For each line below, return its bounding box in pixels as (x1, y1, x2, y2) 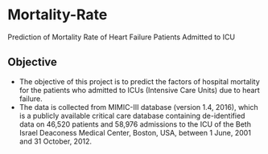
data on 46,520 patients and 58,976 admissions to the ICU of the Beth (19, 119, 251, 129)
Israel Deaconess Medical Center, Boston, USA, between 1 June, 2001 (19, 128, 251, 137)
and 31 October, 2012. (19, 136, 92, 146)
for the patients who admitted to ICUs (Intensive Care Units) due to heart (19, 85, 261, 95)
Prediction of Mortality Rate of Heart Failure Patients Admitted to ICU (7, 32, 235, 42)
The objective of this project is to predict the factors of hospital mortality (19, 76, 261, 86)
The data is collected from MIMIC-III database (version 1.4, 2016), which (19, 102, 258, 111)
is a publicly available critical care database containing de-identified (19, 111, 245, 120)
